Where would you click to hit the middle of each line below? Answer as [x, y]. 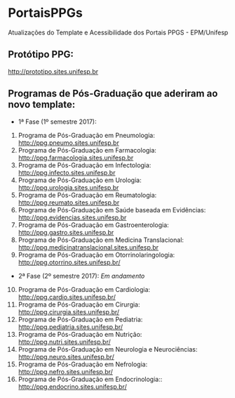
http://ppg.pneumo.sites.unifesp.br [69, 143]
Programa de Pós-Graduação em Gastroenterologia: [93, 225]
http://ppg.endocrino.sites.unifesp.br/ [72, 386]
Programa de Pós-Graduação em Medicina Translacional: [101, 240]
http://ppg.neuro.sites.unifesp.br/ [66, 357]
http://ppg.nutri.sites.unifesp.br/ [64, 342]
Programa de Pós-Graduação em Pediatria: [80, 319]
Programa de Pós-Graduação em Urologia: [80, 180]
